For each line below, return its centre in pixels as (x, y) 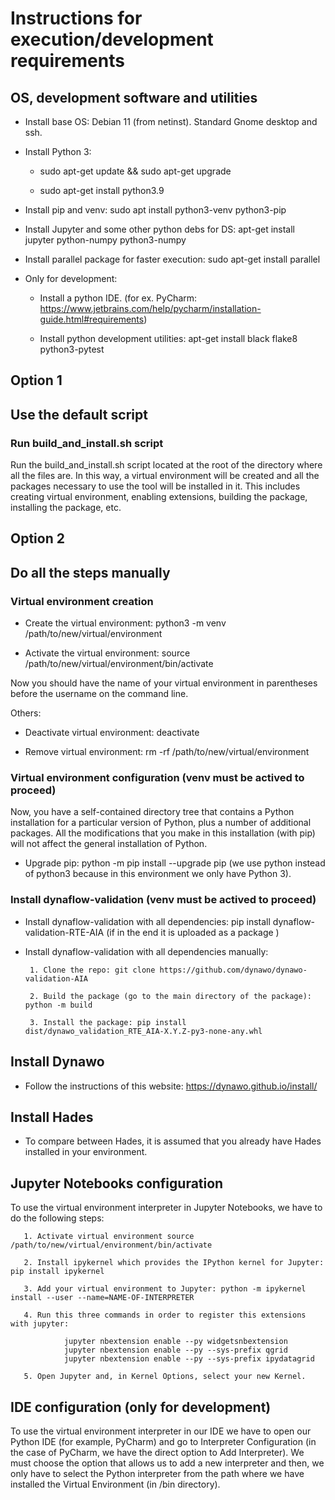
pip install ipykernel (57, 1272)
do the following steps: (57, 1218)
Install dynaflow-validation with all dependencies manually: (146, 951)
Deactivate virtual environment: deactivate (112, 733)
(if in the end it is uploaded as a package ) (193, 932)
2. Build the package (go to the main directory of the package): (170, 996)
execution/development (112, 39)
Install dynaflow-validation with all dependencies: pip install (147, 921)
